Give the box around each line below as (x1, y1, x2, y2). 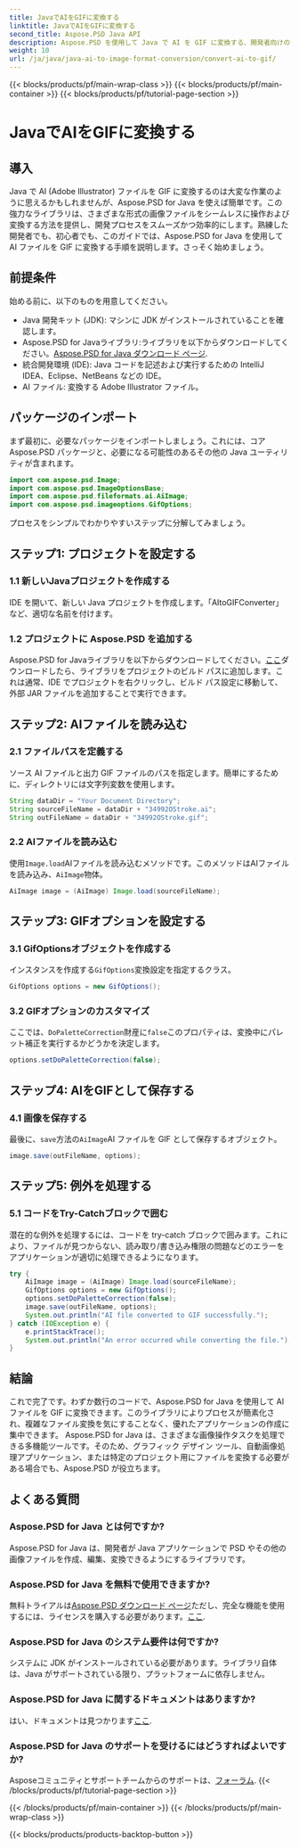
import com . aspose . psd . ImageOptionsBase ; (9, 483, 166, 493)
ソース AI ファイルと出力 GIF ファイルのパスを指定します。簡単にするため (9, 768, 279, 778)
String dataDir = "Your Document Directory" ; (9, 796, 181, 805)
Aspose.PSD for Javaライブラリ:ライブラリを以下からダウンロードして (21, 336, 282, 348)
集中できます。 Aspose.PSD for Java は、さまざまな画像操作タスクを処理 (9, 1430, 278, 1441)
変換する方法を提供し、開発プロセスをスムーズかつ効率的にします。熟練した (9, 219, 289, 230)
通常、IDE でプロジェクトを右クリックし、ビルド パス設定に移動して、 (24, 677, 283, 687)
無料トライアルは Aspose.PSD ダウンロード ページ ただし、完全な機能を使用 (9, 1600, 286, 1611)
